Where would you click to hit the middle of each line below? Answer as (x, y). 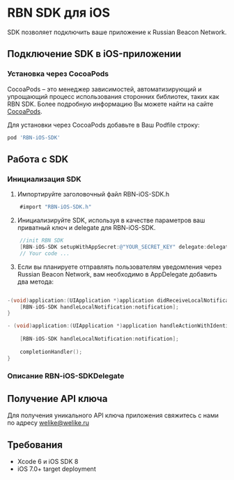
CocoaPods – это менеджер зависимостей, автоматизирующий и (104, 89)
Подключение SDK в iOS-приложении (94, 54)
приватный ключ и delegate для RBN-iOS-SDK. (86, 228)
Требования (35, 445)
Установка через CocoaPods (58, 74)
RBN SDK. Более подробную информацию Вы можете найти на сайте (110, 104)
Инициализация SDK (44, 179)
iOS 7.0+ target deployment (56, 469)
